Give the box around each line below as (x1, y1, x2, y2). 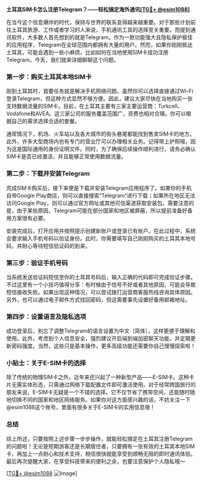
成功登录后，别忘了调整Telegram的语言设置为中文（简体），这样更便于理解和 (6, 327, 195, 334)
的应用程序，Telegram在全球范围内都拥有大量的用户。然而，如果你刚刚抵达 (6, 42, 193, 48)
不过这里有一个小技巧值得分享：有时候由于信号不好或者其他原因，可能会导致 (6, 281, 196, 288)
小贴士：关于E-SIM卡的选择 (6, 359, 86, 368)
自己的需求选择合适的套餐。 (11, 117, 80, 125)
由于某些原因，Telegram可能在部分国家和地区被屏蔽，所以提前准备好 (16, 207, 188, 214)
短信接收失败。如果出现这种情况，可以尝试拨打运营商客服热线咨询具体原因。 (6, 288, 196, 295)
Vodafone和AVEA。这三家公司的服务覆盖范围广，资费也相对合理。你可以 (6, 110, 186, 117)
